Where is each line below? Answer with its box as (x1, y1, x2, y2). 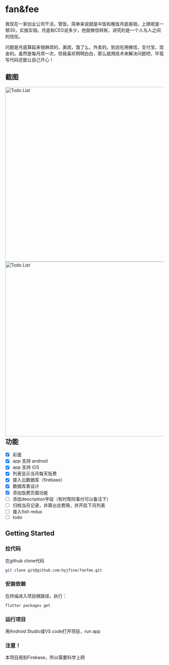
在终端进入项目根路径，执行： (5, 593, 67, 599)
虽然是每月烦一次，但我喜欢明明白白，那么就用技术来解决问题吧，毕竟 (18, 50, 164, 56)
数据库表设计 (12, 483, 39, 489)
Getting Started (5, 529, 55, 538)
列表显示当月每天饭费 (12, 471, 57, 477)
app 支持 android (12, 458, 48, 464)
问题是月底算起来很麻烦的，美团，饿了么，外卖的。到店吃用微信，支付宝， (5, 44, 159, 50)
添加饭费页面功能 (12, 490, 48, 496)
